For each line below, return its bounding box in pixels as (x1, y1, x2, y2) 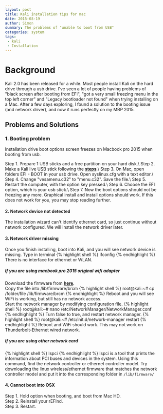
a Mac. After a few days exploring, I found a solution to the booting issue (5, 101, 151, 107)
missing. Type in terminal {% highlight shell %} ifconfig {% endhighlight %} (5, 252, 156, 257)
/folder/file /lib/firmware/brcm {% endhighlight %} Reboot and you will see (5, 291, 154, 296)
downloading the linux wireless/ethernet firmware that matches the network (5, 366, 157, 372)
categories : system (5, 30, 45, 35)
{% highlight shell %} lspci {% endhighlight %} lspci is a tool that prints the (5, 350, 155, 356)
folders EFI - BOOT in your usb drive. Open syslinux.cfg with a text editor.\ (5, 171, 154, 177)
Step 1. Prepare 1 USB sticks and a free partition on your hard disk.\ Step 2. (5, 161, 155, 167)
